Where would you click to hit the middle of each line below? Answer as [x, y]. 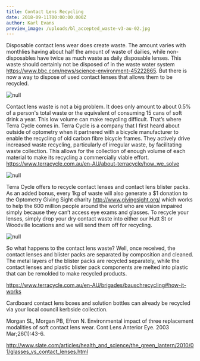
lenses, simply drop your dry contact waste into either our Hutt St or [90, 219]
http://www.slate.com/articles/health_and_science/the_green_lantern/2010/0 [100, 345]
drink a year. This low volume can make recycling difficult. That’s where [94, 120]
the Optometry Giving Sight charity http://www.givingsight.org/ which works [99, 200]
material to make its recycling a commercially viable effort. [78, 157]
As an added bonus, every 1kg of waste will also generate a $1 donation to [97, 193]
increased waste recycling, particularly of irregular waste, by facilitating [94, 145]
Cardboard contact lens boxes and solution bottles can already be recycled [98, 303]
